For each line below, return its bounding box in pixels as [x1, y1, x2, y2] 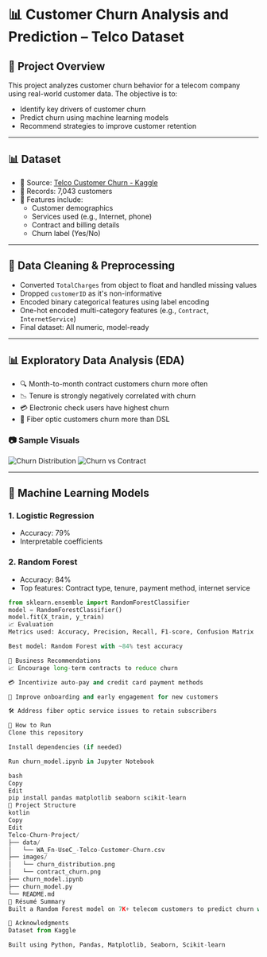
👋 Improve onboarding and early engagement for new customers [8, 692, 219, 701]
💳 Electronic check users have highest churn [19, 403, 169, 413]
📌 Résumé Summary [8, 897, 66, 905]
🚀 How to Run [8, 722, 52, 730]
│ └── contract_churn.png [8, 868, 102, 876]
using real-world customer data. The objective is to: [8, 89, 178, 99]
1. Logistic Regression [8, 510, 95, 521]
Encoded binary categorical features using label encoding [19, 296, 210, 306]
